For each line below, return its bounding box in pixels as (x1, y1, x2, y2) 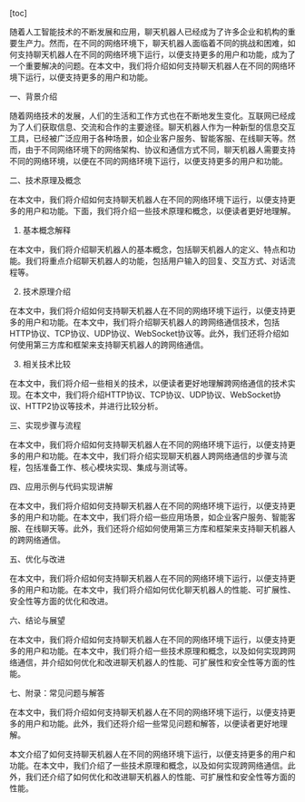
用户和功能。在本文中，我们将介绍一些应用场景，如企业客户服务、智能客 (25, 512, 296, 523)
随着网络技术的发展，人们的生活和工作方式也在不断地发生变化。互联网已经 (9, 111, 288, 121)
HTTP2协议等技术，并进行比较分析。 (25, 401, 163, 411)
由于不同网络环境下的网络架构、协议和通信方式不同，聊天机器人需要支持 (25, 144, 296, 155)
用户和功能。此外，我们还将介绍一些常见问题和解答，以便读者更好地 (25, 719, 280, 729)
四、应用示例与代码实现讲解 (9, 481, 113, 492)
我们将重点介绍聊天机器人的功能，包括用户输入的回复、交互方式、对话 (25, 256, 288, 266)
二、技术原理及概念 (9, 175, 82, 185)
